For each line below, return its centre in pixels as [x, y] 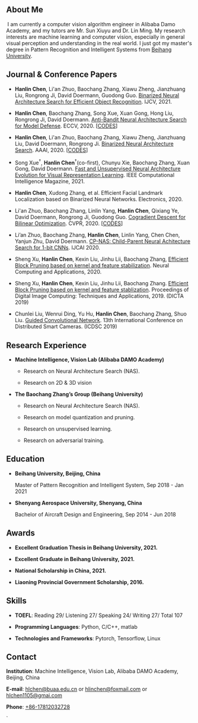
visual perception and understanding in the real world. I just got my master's [99, 43]
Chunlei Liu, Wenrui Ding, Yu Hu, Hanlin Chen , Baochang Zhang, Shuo [100, 314]
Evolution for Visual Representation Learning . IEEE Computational [95, 175]
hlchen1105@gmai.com [34, 696]
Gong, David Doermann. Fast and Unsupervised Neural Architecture [98, 169]
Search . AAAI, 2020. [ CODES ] [51, 150]
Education [25, 459]
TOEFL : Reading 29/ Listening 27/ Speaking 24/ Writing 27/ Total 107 [98, 615]
